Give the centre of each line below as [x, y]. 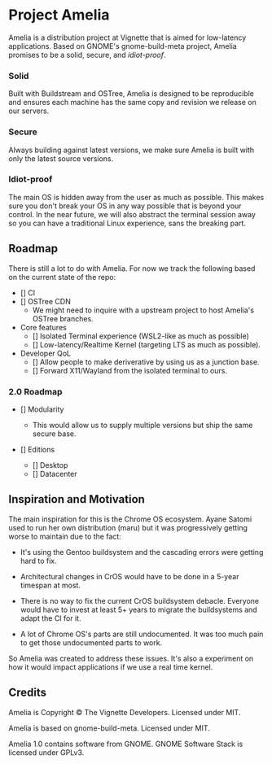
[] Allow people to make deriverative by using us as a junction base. [146, 362]
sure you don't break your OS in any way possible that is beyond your [125, 206]
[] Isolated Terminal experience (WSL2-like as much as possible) [141, 336]
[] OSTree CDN [45, 301]
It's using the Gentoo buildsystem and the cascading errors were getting [142, 552]
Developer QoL [46, 353]
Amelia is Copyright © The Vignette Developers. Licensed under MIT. [125, 712]
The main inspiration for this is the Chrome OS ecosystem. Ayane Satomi [130, 519]
